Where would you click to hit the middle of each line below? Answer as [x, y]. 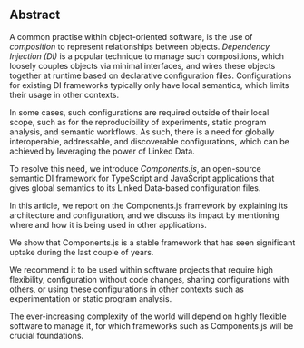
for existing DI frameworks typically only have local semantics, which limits [149, 85]
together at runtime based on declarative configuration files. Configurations [151, 75]
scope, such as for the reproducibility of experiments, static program [138, 122]
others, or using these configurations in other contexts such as [127, 289]
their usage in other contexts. [64, 94]
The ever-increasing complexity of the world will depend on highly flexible [148, 316]
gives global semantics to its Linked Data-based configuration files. [135, 188]
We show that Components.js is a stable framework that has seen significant [152, 242]
